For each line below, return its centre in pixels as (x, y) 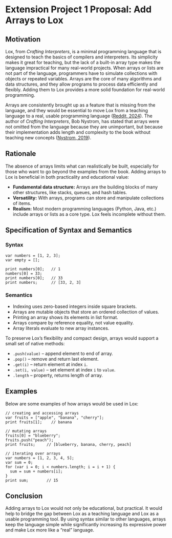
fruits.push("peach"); (29, 440)
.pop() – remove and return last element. (56, 359)
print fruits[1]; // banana (39, 422)
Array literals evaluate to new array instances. (61, 328)
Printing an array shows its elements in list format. (66, 317)
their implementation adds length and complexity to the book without (78, 132)
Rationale (21, 154)
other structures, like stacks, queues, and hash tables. (70, 192)
